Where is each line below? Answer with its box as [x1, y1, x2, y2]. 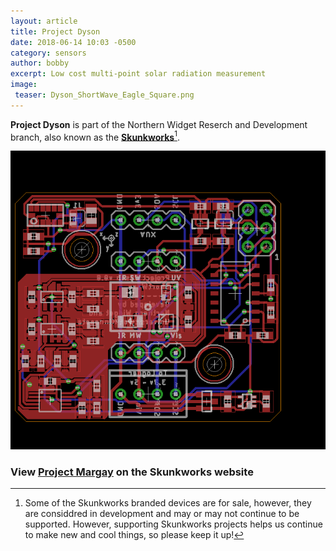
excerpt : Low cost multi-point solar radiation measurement [10, 69, 267, 79]
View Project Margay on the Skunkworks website [10, 465, 254, 479]
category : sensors [10, 48, 87, 58]
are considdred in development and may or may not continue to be [24, 508, 300, 520]
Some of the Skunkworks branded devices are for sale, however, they [24, 497, 312, 509]
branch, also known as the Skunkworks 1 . [10, 129, 180, 143]
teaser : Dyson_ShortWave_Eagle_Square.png [14, 90, 195, 100]
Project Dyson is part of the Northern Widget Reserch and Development [10, 118, 308, 130]
